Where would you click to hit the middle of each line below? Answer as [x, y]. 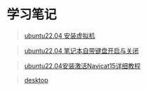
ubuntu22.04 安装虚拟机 [59, 36]
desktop [36, 80]
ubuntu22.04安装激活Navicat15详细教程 [82, 65]
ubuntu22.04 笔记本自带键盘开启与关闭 [81, 50]
